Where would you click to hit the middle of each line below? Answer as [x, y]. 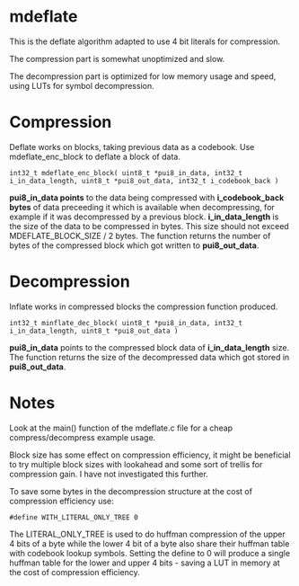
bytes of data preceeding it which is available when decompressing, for [142, 207]
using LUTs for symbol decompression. [82, 85]
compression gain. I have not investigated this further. [109, 474]
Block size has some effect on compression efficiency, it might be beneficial [150, 455]
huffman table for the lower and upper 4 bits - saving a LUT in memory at [145, 563]
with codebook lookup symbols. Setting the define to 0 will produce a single [149, 553]
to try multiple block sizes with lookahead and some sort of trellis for [136, 464]
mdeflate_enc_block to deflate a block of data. [95, 156]
